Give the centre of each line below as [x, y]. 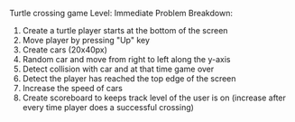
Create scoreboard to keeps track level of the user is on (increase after [154, 98]
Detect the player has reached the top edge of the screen [129, 79]
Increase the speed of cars [73, 88]
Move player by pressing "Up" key [86, 40]
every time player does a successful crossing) [108, 107]
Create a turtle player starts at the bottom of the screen [125, 30]
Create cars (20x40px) [65, 50]
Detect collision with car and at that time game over [118, 69]
